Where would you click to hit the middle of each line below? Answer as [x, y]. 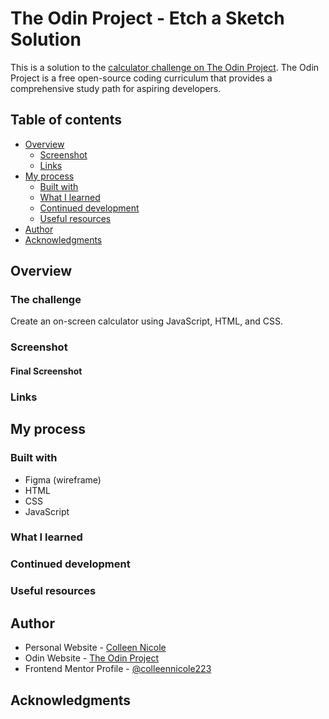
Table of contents [66, 120]
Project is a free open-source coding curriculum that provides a [141, 78]
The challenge [46, 300]
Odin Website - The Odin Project [91, 658]
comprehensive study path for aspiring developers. [116, 88]
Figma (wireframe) [63, 479]
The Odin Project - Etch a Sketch [147, 18]
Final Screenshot [46, 371]
